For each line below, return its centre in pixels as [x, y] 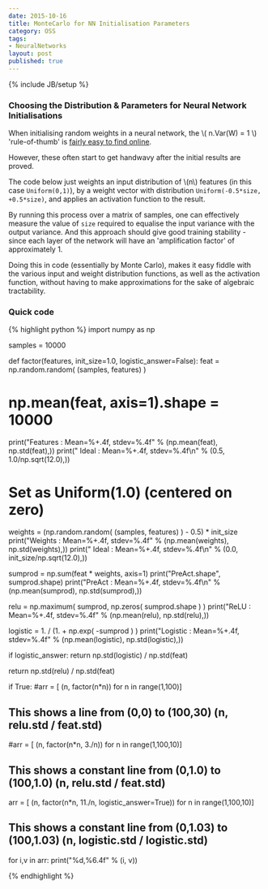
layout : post [30, 54]
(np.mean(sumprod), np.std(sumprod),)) [75, 591]
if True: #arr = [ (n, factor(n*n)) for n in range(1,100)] [95, 687]
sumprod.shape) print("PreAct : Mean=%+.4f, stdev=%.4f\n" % [115, 582]
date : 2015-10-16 [38, 16]
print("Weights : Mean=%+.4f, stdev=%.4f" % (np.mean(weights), [119, 541]
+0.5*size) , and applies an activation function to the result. [107, 199]
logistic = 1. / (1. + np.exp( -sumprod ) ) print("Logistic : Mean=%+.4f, [124, 631]
